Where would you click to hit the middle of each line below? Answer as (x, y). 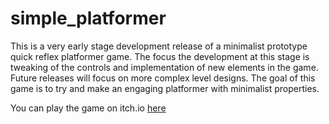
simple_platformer (88, 18)
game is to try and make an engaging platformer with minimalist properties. (165, 88)
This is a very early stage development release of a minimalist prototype (159, 46)
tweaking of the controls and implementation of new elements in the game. (164, 67)
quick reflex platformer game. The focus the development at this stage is (160, 56)
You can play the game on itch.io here (88, 108)
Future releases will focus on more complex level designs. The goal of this (163, 78)
